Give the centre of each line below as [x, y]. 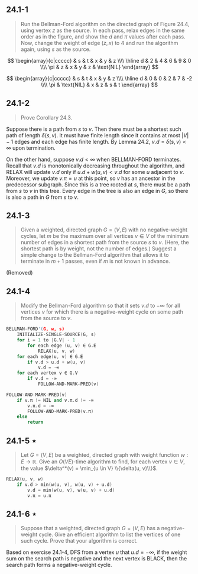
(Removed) [20, 273]
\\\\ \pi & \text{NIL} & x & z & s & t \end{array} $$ [99, 85]
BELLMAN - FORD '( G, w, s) [35, 329]
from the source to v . [46, 318]
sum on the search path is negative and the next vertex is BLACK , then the [97, 559]
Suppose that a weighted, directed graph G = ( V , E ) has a [90, 528]
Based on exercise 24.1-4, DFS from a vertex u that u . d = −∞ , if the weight [97, 552]
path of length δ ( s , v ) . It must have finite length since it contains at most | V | [98, 135]
